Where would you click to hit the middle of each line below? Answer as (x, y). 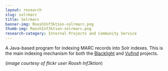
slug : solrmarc (21, 15)
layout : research (24, 10)
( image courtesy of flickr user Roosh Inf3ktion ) (54, 63)
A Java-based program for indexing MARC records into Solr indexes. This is (84, 48)
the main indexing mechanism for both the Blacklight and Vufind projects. (82, 53)
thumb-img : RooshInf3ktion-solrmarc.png (49, 29)
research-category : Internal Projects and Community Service (71, 33)
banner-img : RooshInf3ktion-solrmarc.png (50, 24)
